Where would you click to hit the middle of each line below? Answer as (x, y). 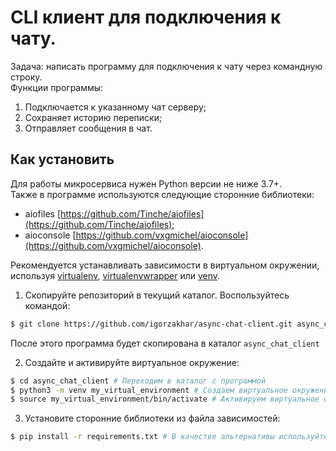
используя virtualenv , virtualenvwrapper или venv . (115, 275)
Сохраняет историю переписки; (93, 117)
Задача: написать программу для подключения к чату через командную (166, 66)
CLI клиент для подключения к (146, 17)
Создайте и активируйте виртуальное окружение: (132, 362)
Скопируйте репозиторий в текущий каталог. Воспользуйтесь (157, 295)
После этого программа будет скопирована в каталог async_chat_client (165, 343)
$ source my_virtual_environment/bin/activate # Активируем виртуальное (165, 399)
